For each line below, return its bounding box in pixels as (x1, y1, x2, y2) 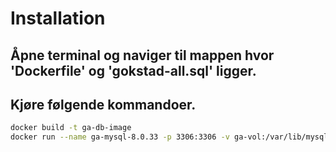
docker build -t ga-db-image (10, 123, 132, 133)
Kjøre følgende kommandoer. (10, 96, 197, 113)
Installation (10, 7, 106, 30)
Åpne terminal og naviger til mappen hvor (10, 47, 275, 64)
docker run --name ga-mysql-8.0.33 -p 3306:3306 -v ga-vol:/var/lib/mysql (10, 132, 329, 142)
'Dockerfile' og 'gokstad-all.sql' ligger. (10, 62, 257, 79)
